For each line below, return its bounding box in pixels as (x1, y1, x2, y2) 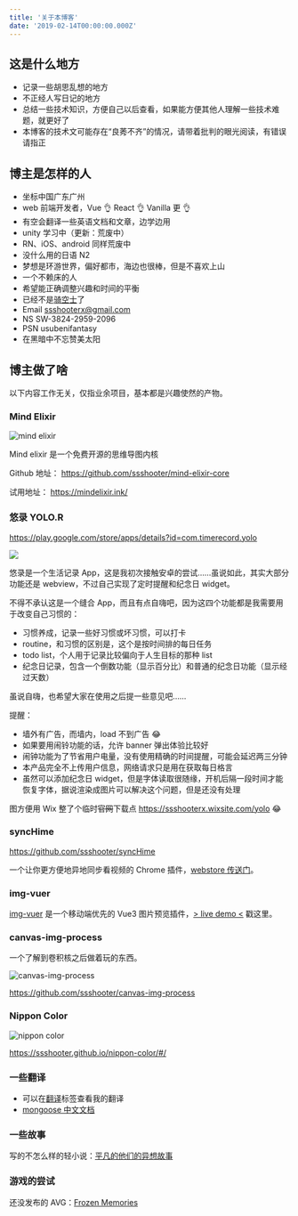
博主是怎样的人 (9, 166, 92, 181)
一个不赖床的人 (21, 272, 77, 283)
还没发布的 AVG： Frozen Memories (9, 1196, 139, 1207)
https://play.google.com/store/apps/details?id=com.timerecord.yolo (9, 531, 258, 543)
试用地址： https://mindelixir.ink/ (9, 487, 128, 498)
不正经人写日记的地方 (21, 93, 101, 103)
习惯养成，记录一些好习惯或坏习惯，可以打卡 (21, 627, 187, 637)
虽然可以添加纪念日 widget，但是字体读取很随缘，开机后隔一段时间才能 (21, 773, 284, 783)
